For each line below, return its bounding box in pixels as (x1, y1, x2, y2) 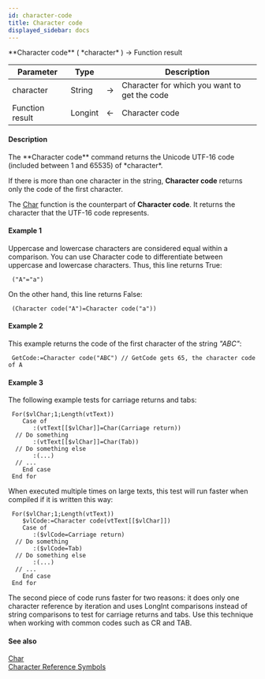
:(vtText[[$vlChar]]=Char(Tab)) (32, 438, 140, 446)
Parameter (17, 66, 58, 77)
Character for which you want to (121, 80, 241, 91)
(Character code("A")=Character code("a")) (11, 305, 157, 313)
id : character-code (8, 11, 73, 20)
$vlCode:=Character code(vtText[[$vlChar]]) (22, 517, 171, 525)
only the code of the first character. (8, 184, 124, 193)
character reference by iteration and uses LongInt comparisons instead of (8, 602, 248, 611)
